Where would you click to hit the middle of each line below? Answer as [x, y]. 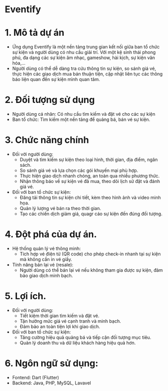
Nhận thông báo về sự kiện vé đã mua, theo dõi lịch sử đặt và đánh [90, 181]
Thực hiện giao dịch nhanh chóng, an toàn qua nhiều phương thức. [90, 176]
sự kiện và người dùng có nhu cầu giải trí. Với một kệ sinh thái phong [84, 53]
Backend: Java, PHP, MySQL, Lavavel [51, 383]
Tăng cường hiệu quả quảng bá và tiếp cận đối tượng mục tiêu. [85, 337]
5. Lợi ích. [25, 296]
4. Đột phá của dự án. [51, 234]
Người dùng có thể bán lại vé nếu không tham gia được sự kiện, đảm [91, 270]
